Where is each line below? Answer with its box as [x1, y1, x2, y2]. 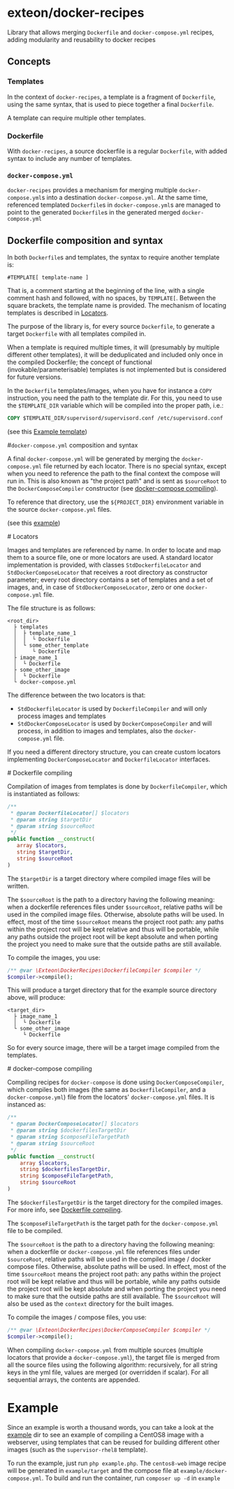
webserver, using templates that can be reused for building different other [7, 1438, 220, 1446]
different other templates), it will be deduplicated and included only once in [7, 351, 224, 359]
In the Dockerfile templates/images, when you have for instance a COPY [7, 387, 212, 395]
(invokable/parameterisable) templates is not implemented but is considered [7, 366, 227, 374]
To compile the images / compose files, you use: [7, 1313, 147, 1321]
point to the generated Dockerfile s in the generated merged [7, 208, 181, 217]
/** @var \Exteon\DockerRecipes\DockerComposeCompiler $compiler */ [7, 1326, 211, 1333]
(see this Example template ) [7, 427, 87, 436]
